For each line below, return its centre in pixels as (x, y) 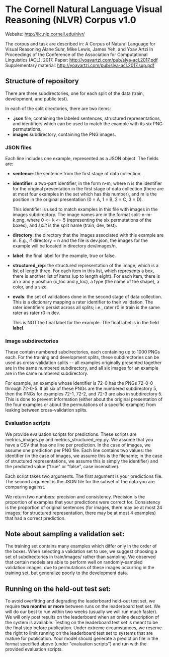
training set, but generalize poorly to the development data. (67, 573)
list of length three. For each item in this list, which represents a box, (83, 271)
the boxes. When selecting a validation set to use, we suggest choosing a (81, 551)
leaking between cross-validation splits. (47, 410)
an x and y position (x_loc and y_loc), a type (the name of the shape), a (86, 282)
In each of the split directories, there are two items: (58, 108)
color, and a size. (30, 287)
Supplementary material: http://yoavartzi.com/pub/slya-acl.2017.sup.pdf (80, 65)
